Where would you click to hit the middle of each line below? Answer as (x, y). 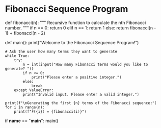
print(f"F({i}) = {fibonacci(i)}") (50, 111)
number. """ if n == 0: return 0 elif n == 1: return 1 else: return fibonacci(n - (80, 27)
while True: (17, 56)
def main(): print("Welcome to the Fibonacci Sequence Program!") (72, 42)
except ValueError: (34, 90)
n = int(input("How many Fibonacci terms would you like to (85, 64)
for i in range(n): (25, 107)
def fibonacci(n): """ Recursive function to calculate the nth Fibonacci (76, 23)
